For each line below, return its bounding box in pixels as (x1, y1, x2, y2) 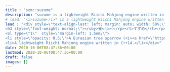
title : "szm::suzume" (5, 7, 53, 13)
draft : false (5, 54, 33, 60)
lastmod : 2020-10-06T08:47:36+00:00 (5, 50, 82, 55)
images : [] (5, 59, 28, 64)
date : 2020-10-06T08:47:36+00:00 (5, 45, 76, 50)
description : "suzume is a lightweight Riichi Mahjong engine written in (5, 12, 164, 17)
